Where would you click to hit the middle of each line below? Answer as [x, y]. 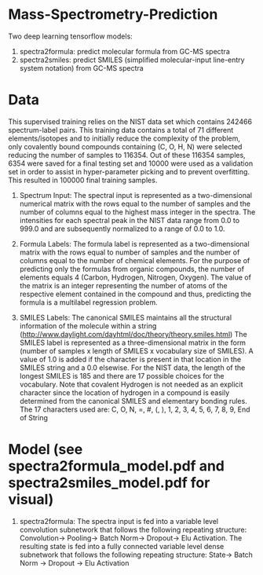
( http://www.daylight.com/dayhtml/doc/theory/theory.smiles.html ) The [133, 334]
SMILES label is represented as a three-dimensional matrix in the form [132, 342]
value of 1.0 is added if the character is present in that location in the [130, 359]
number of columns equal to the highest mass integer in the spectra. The [137, 212]
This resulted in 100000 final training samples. [83, 180]
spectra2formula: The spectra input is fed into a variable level [119, 521]
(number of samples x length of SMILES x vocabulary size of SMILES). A [136, 350]
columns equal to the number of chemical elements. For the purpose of [135, 260]
